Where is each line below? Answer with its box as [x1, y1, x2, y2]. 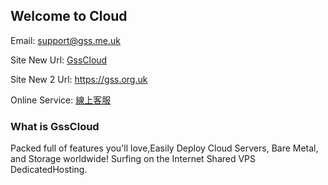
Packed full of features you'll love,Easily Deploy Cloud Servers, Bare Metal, [10, 142, 319, 154]
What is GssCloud [10, 119, 100, 133]
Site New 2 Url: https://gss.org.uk [10, 73, 148, 85]
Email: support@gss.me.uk [10, 34, 121, 46]
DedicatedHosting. [10, 164, 88, 176]
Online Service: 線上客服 [10, 94, 112, 106]
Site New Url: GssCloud [10, 54, 108, 66]
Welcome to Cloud [10, 8, 128, 25]
